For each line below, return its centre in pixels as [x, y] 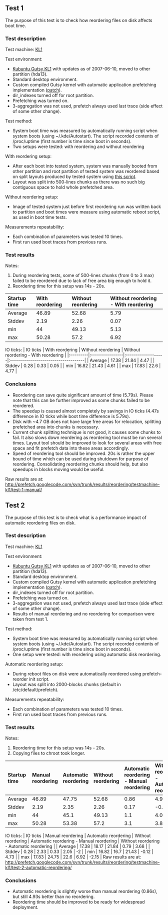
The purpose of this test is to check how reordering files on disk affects [79, 20]
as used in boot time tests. [39, 217]
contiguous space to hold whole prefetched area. [63, 187]
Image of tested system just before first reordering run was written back [87, 206]
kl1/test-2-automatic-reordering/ [38, 867]
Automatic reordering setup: [34, 664]
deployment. [25, 907]
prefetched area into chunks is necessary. [55, 426]
